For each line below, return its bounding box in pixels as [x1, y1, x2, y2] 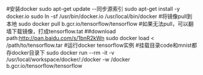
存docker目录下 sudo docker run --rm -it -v [6, 49, 115, 56]
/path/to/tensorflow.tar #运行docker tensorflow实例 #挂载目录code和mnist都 [6, 41, 198, 49]
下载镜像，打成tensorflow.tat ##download [11, 28, 116, 35]
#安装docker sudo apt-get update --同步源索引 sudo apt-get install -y [6, 5, 180, 12]
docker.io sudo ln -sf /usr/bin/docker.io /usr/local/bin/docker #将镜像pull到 [6, 13, 193, 20]
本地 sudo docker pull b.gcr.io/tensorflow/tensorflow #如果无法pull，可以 [6, 20, 189, 27]
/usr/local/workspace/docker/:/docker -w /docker [6, 56, 130, 63]
